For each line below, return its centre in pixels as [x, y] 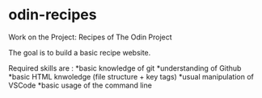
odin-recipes [53, 15]
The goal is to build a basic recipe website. [80, 52]
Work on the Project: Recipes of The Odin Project [90, 37]
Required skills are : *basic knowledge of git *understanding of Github [125, 68]
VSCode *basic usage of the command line [80, 85]
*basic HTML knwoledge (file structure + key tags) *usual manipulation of [131, 76]
